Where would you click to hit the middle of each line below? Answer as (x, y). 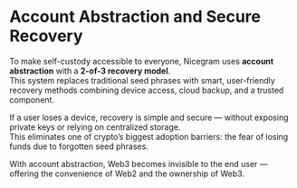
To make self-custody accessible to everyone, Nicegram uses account (142, 61)
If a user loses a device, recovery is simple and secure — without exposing (149, 117)
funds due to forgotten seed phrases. (79, 146)
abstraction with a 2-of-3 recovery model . (90, 71)
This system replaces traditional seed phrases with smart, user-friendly (143, 80)
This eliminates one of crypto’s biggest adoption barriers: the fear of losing (149, 136)
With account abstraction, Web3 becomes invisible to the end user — (139, 163)
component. (32, 99)
